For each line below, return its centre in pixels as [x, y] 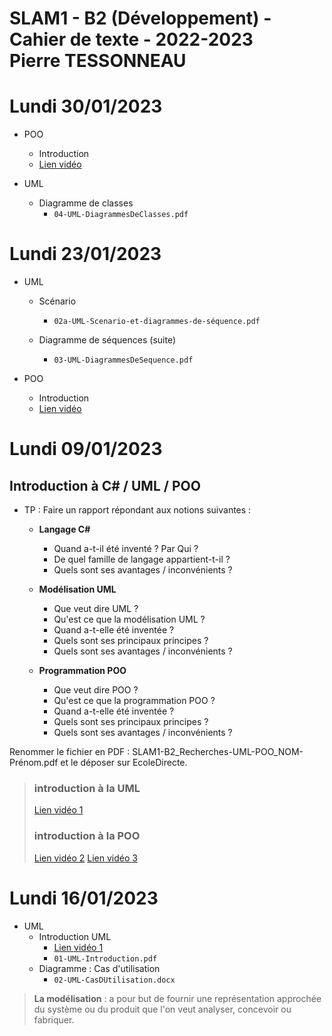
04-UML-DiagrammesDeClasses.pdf [121, 215]
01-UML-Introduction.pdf [105, 958]
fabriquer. [54, 1019]
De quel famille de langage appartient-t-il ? [142, 559]
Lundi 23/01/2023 [85, 254]
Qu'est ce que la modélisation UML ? [129, 619]
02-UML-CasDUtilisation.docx [114, 980]
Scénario [57, 301]
